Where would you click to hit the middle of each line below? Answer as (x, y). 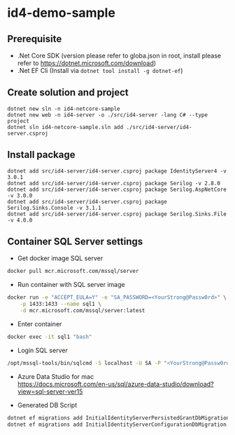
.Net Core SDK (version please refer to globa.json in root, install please (119, 55)
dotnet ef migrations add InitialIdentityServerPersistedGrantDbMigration (119, 418)
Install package (41, 155)
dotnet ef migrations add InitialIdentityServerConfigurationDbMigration (117, 424)
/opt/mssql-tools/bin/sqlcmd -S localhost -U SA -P (84, 363)
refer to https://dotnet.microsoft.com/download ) (86, 63)
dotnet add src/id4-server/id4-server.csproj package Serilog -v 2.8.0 (114, 183)
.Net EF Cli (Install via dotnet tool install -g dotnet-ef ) (100, 71)
